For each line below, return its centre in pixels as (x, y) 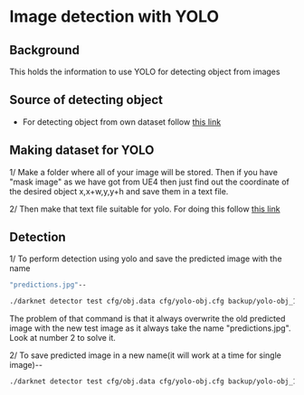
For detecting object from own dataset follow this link (122, 122)
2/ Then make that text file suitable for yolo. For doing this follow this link (145, 209)
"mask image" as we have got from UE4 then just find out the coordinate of (149, 182)
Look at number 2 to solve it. (62, 338)
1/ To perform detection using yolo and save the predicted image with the (146, 259)
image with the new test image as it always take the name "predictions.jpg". (150, 328)
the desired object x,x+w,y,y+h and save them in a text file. (119, 191)
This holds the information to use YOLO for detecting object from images (145, 71)
